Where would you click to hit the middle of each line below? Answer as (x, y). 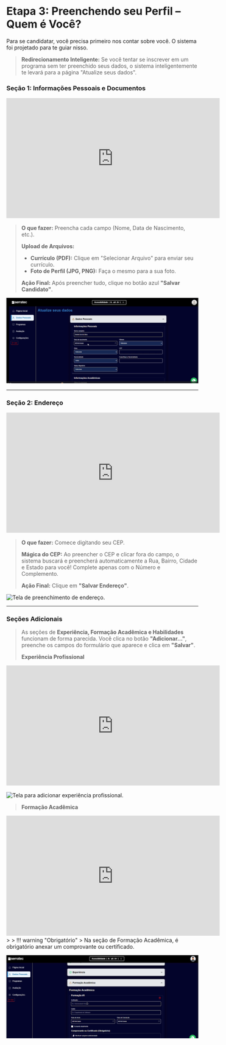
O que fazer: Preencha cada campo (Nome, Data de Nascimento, (103, 228)
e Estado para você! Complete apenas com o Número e (91, 567)
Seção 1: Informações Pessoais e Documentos (76, 88)
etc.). (28, 235)
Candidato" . (37, 289)
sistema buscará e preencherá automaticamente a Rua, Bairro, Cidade (109, 561)
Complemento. (40, 573)
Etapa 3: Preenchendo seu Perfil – (94, 11)
